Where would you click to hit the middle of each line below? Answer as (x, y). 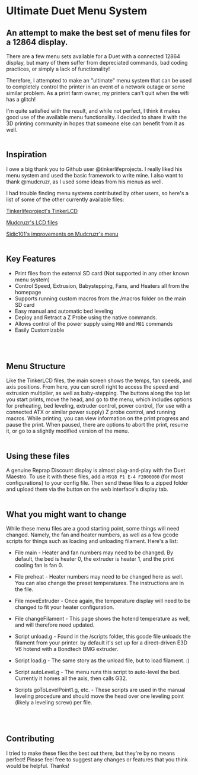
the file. (24, 589)
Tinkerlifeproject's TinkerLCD (42, 211)
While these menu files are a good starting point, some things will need (93, 529)
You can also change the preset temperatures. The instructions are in (99, 583)
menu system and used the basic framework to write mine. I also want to (95, 175)
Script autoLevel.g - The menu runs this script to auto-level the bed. (98, 672)
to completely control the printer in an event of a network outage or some (96, 87)
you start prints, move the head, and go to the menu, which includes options (99, 399)
